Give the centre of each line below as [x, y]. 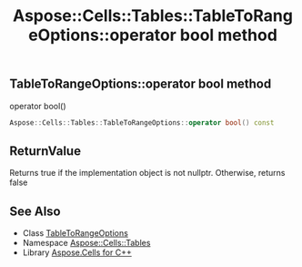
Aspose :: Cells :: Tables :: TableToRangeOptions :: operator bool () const [142, 123]
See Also [35, 211]
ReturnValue [45, 151]
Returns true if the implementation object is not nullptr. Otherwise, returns [147, 173]
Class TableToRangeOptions [75, 233]
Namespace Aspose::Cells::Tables [86, 243]
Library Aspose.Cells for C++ [77, 252]
